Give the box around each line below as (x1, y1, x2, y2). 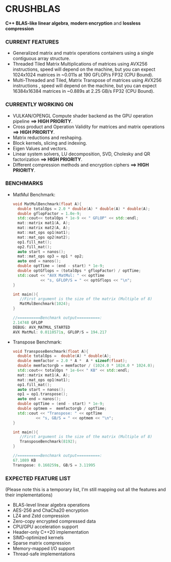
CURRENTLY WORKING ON (5, 101, 74, 108)
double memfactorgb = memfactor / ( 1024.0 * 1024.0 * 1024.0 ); (17, 363, 155, 368)
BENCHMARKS (5, 180, 43, 187)
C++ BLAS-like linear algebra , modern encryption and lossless (5, 20, 141, 26)
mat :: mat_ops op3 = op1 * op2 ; (17, 254, 84, 259)
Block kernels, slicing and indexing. (12, 139, 87, 146)
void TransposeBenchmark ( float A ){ (12, 349, 89, 354)
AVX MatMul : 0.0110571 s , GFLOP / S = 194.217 (12, 329, 107, 335)
